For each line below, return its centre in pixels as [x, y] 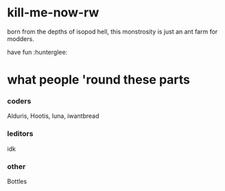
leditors [20, 133]
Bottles [17, 181]
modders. [21, 38]
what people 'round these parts [99, 80]
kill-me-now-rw [53, 13]
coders [19, 101]
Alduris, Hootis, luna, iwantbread [53, 116]
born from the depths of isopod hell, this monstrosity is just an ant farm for [113, 31]
